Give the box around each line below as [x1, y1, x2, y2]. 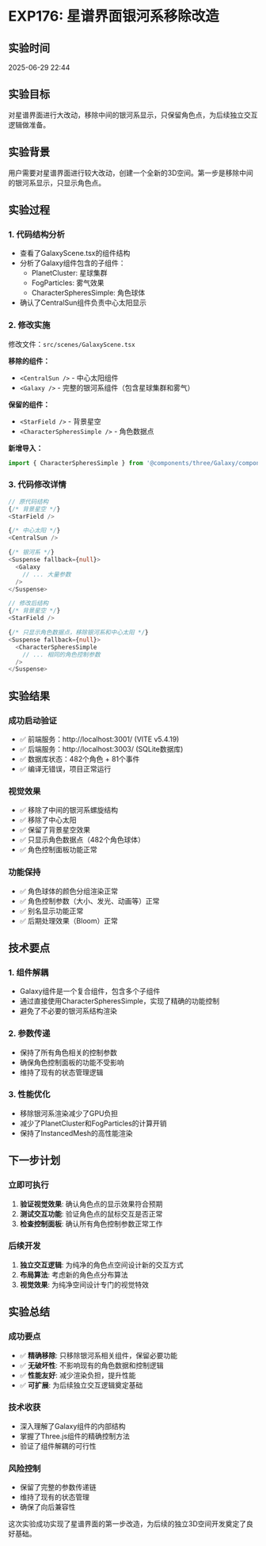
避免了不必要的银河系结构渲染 [19, 1007, 117, 1016]
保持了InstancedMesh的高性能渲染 [19, 1128, 133, 1137]
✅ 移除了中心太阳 [19, 815, 77, 824]
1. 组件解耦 [8, 967, 49, 978]
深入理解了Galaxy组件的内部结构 [19, 1421, 126, 1430]
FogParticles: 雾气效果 [31, 278, 104, 287]
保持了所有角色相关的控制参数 [19, 1047, 117, 1057]
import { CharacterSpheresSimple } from [8, 459, 144, 467]
